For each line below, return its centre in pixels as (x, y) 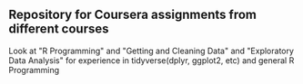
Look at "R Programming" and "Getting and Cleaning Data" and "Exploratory (151, 51)
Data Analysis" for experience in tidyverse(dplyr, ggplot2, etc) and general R (151, 60)
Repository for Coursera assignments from (132, 15)
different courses (59, 29)
